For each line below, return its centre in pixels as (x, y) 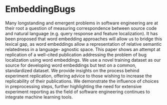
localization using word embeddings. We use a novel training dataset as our (83, 60)
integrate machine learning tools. (39, 97)
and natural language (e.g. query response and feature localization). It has (81, 33)
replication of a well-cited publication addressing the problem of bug (76, 54)
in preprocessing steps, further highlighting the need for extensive (73, 86)
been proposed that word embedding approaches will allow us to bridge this (84, 39)
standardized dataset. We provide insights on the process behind (72, 70)
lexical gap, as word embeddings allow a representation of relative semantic (83, 44)
